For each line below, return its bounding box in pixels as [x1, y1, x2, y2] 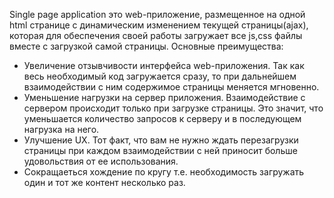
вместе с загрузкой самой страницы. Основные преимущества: [9, 40, 284, 52]
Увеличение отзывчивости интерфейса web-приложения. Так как [23, 60, 305, 71]
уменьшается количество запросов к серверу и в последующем [23, 113, 302, 124]
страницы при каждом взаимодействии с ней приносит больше [23, 145, 298, 156]
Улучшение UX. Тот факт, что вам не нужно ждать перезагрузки [23, 134, 299, 146]
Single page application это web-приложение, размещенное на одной [9, 9, 306, 20]
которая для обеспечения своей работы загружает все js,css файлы [9, 30, 303, 41]
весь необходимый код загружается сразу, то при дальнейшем [23, 70, 297, 82]
